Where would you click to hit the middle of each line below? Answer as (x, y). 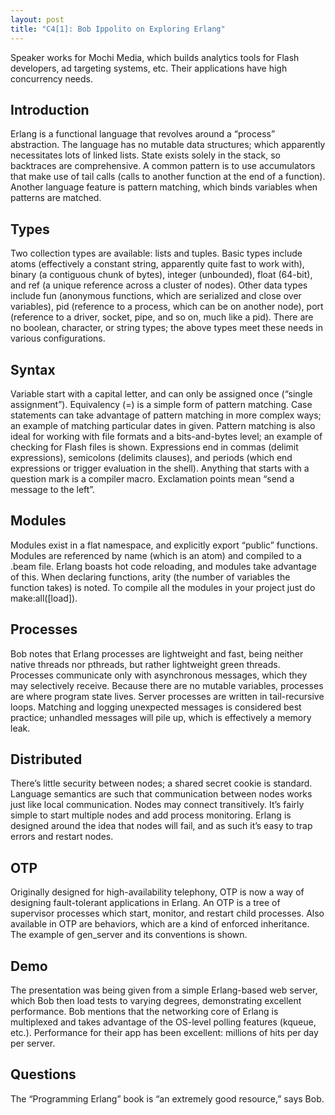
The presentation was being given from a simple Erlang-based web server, (164, 990)
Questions (43, 1074)
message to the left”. (53, 489)
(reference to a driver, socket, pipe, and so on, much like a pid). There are (162, 317)
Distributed (46, 759)
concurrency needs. (52, 78)
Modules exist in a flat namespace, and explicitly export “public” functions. (164, 545)
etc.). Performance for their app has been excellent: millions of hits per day (164, 1032)
